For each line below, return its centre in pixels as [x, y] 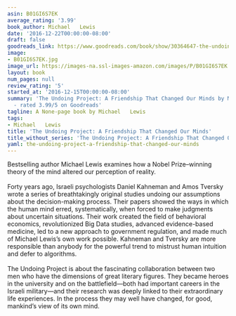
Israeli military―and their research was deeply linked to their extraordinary [115, 291]
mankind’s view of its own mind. [53, 306]
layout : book [26, 72]
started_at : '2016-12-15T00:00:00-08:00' [69, 92]
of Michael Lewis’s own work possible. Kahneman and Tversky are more [112, 239]
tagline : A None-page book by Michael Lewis [77, 112]
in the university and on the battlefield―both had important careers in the [113, 284]
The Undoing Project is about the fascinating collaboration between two [111, 269]
